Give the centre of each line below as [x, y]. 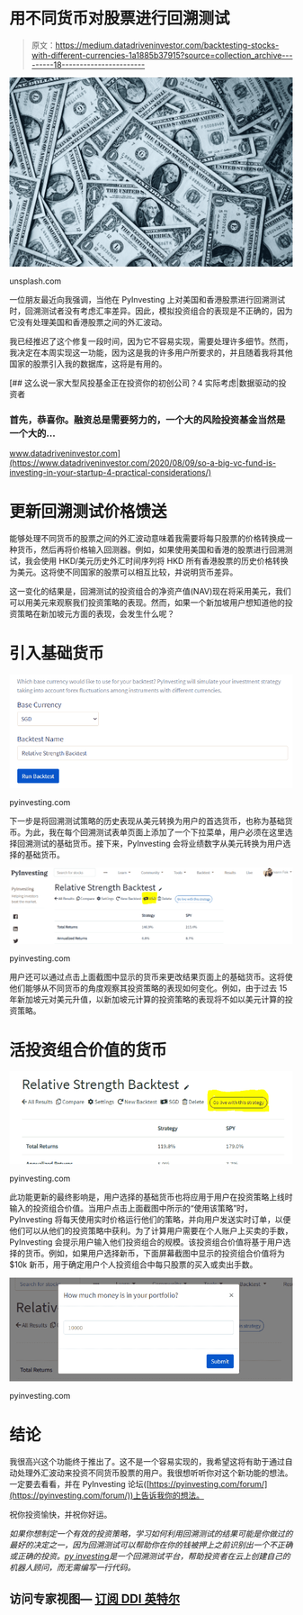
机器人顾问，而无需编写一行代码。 [72, 1567]
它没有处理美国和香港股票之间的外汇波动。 [88, 322]
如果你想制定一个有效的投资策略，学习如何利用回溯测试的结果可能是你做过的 [151, 1534]
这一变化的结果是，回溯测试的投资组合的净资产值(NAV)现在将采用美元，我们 [151, 591]
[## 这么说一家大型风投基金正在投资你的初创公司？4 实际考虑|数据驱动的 [144, 383]
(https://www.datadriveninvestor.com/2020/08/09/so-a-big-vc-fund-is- [143, 463]
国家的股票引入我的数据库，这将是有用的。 [88, 363]
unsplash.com [36, 281]
